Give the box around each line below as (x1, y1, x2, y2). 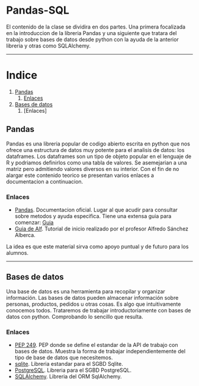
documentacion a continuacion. (6, 178, 84, 185)
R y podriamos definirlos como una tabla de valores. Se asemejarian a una (6, 159, 188, 166)
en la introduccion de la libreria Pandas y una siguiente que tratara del (6, 29, 177, 36)
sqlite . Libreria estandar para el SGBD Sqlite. (14, 360, 123, 368)
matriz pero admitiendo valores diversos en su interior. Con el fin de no (6, 165, 179, 172)
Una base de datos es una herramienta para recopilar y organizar (6, 287, 166, 295)
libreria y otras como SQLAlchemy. (6, 42, 91, 49)
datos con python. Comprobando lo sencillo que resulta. (6, 313, 143, 320)
